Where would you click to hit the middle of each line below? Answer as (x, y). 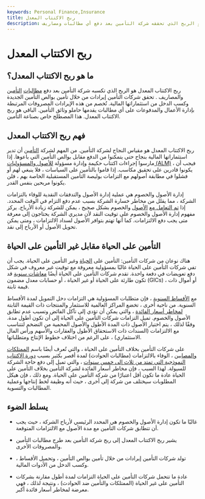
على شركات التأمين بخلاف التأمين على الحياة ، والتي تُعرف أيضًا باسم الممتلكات (96, 349)
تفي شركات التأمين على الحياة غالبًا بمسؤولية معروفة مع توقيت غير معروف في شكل (102, 267)
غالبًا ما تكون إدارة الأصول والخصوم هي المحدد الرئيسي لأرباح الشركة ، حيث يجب (106, 422)
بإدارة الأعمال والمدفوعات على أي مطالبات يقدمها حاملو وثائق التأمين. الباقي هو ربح (101, 110)
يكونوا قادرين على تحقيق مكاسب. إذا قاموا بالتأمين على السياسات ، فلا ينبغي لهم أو (100, 170)
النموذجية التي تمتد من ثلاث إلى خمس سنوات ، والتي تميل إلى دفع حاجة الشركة (96, 362)
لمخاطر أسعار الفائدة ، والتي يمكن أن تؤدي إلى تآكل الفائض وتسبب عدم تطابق (95, 311)
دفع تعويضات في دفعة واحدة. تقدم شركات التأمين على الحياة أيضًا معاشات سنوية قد (101, 274)
